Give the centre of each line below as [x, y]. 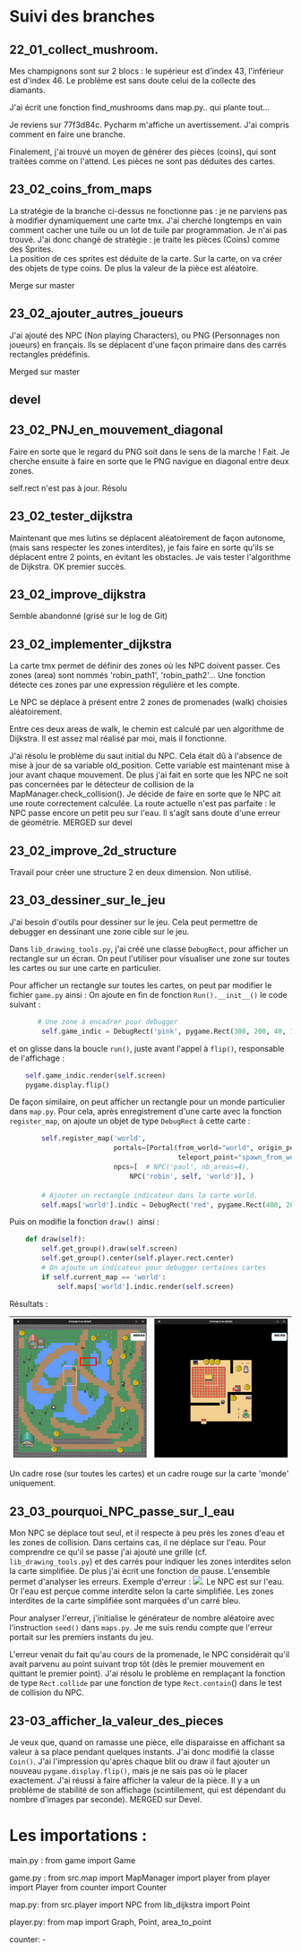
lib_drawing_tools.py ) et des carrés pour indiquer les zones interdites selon [150, 1561]
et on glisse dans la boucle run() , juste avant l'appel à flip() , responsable [147, 1048]
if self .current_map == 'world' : [104, 1277]
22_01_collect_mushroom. [84, 50]
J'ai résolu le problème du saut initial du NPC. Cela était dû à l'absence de [146, 756]
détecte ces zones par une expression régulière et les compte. [125, 685]
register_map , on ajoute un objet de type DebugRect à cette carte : [130, 1121]
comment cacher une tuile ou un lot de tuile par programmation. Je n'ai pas [148, 229]
